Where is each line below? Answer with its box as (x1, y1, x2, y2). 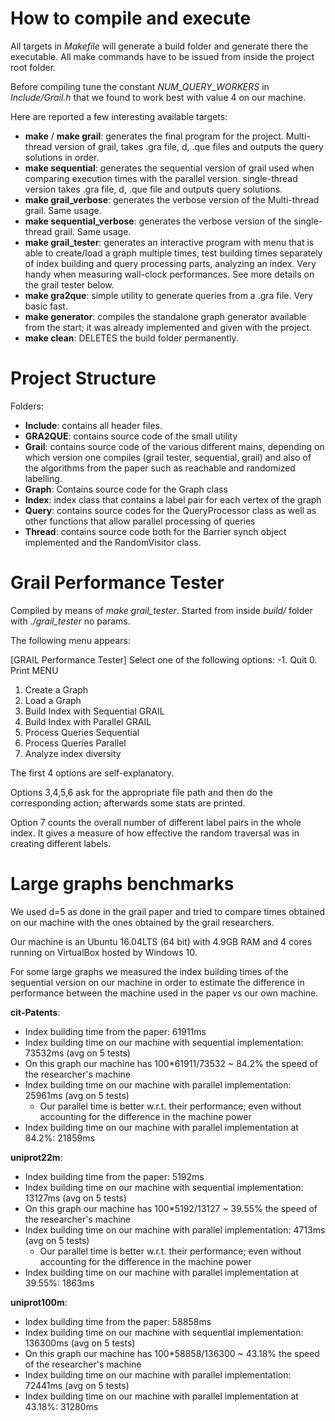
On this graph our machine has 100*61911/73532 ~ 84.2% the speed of (24, 1057, 318, 1069)
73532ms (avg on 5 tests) (24, 1047, 131, 1059)
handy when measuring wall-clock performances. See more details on (24, 268, 315, 280)
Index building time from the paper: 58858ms (24, 1315, 212, 1327)
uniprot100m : (10, 1296, 68, 1308)
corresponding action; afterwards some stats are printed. (10, 797, 246, 809)
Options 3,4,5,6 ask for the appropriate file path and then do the (10, 786, 273, 798)
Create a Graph (24, 683, 88, 696)
